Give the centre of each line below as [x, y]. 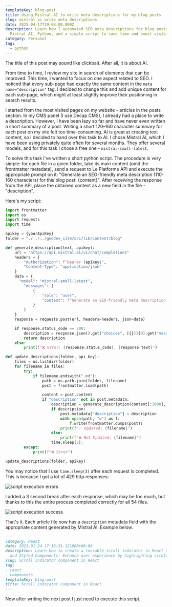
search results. [21, 100]
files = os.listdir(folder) [44, 362]
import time [18, 224]
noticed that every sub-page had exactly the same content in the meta [79, 84]
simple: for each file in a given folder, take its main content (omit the [77, 163]
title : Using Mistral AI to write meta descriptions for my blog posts [83, 15]
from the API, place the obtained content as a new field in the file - [76, 185]
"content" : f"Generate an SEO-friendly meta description [104, 300]
